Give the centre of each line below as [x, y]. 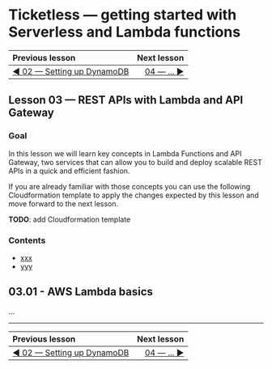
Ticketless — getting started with [123, 15]
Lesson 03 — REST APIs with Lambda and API [126, 100]
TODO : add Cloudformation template [70, 219]
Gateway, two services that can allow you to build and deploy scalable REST [136, 162]
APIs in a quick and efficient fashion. [69, 171]
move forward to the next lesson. [64, 203]
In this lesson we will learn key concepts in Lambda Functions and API [125, 153]
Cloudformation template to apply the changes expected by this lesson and [134, 195]
